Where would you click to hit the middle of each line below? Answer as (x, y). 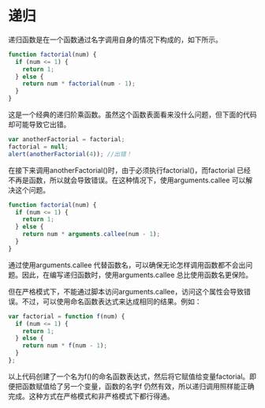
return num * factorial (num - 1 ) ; (79, 84)
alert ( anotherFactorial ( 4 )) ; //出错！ (70, 154)
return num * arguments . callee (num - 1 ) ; (91, 234)
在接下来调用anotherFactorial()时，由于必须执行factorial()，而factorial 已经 (129, 170)
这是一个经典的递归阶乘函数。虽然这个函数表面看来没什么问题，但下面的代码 (132, 114)
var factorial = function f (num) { (67, 316)
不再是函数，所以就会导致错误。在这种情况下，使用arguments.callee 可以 (127, 180)
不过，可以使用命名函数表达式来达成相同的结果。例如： (112, 301)
